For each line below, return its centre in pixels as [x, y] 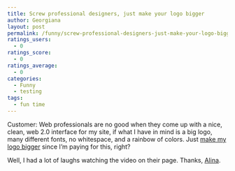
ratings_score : [29, 53]
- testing [28, 91]
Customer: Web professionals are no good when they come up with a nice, [115, 124]
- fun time [29, 105]
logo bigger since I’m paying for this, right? [69, 147]
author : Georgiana [34, 20]
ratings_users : [29, 40]
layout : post [26, 27]
